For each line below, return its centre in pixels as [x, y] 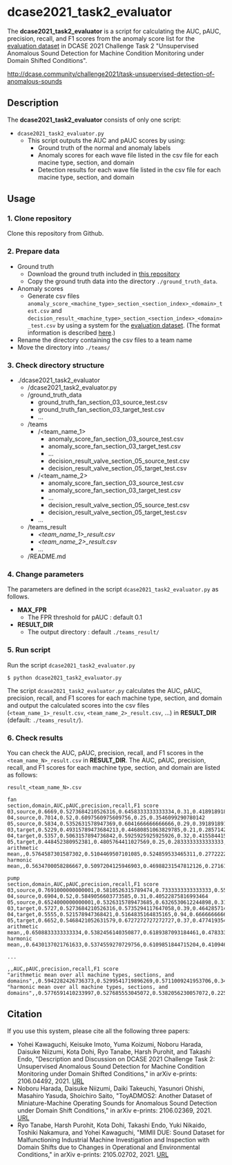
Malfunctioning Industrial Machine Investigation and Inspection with [113, 1139]
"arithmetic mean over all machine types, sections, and [91, 975]
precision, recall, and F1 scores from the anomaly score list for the [101, 38]
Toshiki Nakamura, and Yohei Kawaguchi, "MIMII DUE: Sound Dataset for [121, 1132]
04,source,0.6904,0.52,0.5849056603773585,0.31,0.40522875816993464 [108, 896]
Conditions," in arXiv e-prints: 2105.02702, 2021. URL [93, 1154]
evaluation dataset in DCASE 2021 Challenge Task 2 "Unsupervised [103, 46]
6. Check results [35, 738]
